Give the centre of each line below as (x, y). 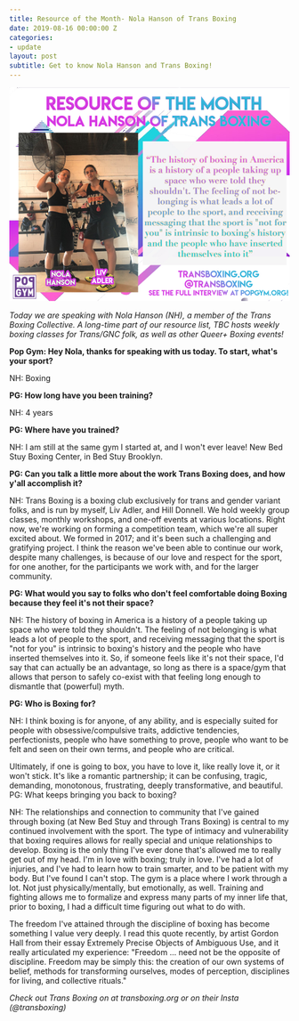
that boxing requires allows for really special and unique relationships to (141, 840)
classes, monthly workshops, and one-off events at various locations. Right (147, 519)
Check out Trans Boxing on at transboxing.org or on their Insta (124, 998)
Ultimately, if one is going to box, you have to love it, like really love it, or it (145, 766)
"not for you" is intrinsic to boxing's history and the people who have (135, 648)
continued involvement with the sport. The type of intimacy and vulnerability (149, 831)
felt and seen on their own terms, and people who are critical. (122, 749)
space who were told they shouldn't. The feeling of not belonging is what (143, 629)
